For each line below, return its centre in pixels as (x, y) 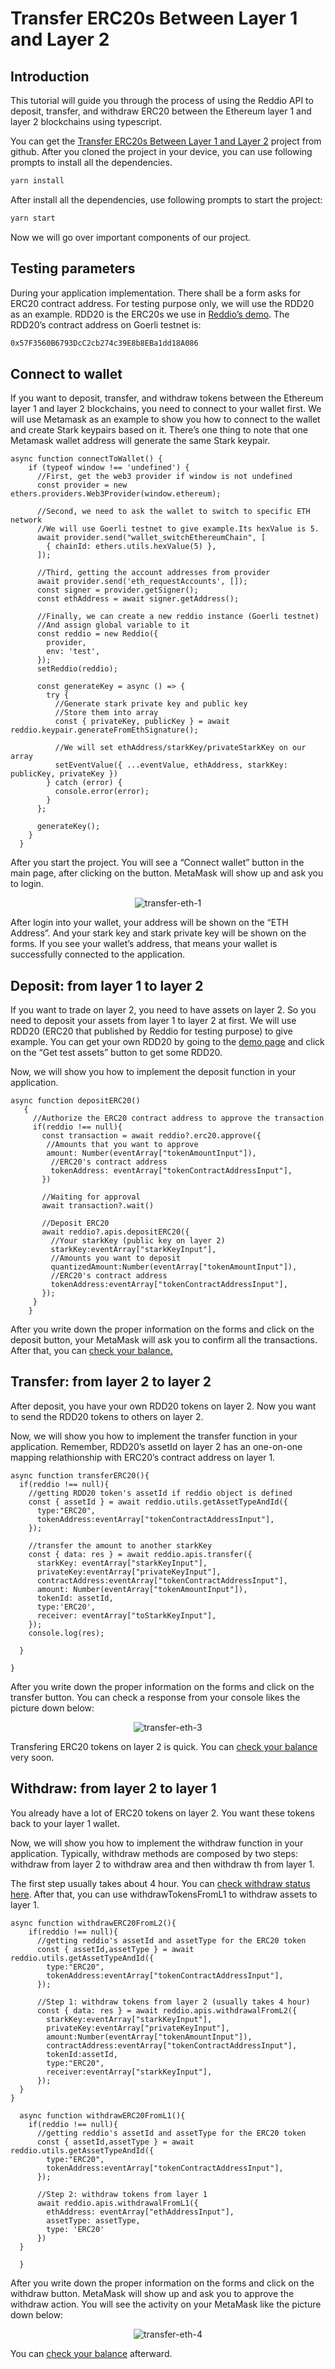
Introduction (50, 76)
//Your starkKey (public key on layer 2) (138, 1241)
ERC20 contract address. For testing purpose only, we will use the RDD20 (162, 303)
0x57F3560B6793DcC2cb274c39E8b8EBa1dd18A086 (104, 343)
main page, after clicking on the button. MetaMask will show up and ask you (167, 873)
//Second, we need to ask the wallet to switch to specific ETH (173, 512)
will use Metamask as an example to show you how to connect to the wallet (165, 419)
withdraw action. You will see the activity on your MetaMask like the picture (166, 2304)
